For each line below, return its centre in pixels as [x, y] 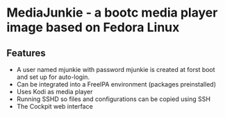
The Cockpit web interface [55, 106]
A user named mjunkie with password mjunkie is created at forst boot [116, 70]
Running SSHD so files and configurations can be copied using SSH [114, 99]
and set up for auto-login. [53, 77]
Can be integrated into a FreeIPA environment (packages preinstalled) [116, 84]
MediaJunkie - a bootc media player [112, 13]
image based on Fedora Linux [93, 27]
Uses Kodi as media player [55, 92]
